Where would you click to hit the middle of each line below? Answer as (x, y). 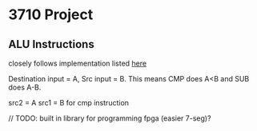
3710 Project (51, 15)
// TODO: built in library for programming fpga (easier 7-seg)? (110, 118)
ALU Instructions (51, 44)
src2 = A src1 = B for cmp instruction (69, 103)
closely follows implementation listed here (77, 63)
